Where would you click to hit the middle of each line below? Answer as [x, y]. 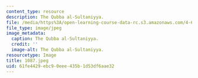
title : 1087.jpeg [27, 60]
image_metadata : [26, 33]
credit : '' [25, 45]
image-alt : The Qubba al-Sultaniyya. [58, 50]
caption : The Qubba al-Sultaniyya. [55, 39]
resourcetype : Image [32, 55]
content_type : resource [35, 11]
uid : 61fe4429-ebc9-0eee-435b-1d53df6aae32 [60, 66]
